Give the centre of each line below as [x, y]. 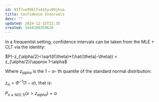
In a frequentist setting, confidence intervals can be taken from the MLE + [80, 42]
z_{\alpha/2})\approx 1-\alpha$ [36, 62]
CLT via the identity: [25, 47]
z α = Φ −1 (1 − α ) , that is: [29, 83]
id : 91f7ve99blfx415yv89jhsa [35, 10]
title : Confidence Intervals [35, 14]
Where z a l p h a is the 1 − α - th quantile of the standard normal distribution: [79, 72]
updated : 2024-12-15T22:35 [33, 23]
